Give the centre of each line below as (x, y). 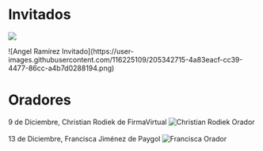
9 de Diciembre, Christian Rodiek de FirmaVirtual (88, 122)
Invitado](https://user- (98, 51)
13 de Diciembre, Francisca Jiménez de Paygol (84, 138)
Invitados (40, 15)
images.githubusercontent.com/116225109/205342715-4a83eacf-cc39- (126, 59)
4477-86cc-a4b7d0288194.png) (61, 68)
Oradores (40, 100)
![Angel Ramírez (34, 51)
